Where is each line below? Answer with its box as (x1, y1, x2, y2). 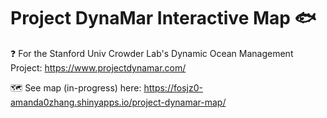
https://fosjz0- (143, 81, 203, 94)
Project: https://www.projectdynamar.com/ (10, 61, 187, 74)
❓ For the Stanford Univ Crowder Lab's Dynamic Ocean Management (10, 47, 294, 59)
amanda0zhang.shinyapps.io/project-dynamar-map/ (10, 96, 227, 108)
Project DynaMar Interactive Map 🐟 (10, 7, 317, 30)
